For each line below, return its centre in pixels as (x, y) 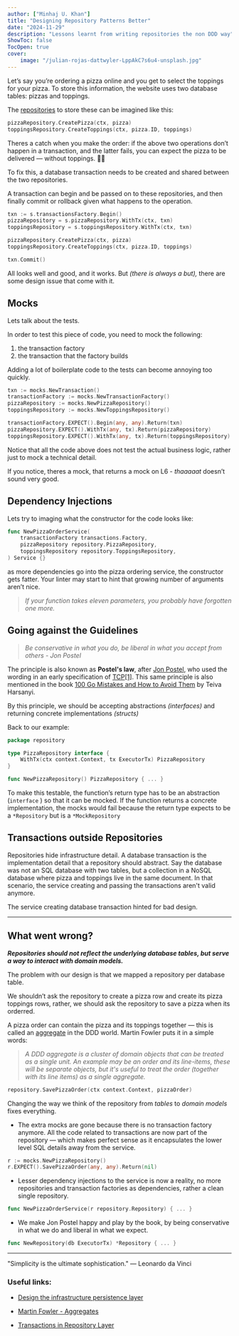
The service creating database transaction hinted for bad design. (102, 907)
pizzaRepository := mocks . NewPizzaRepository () (79, 404)
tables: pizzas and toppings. (49, 96)
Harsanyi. (21, 692)
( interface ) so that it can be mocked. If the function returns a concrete (112, 800)
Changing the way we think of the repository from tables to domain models (117, 1103)
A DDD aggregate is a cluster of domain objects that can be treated (124, 1054)
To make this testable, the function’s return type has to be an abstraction (114, 793)
